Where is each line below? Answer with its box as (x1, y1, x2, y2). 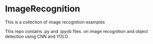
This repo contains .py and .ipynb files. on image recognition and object (5, 28, 148, 34)
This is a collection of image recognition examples (5, 19, 105, 25)
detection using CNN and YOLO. (5, 33, 69, 39)
